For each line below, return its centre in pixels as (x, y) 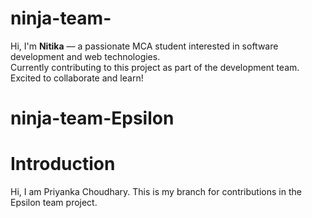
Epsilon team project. (54, 203)
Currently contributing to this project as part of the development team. (155, 67)
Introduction (63, 164)
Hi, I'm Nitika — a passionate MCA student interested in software (144, 46)
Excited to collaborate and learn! (77, 78)
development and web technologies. (85, 56)
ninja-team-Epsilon (92, 118)
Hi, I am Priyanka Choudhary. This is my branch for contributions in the (156, 192)
